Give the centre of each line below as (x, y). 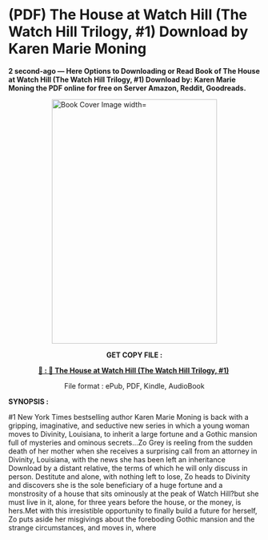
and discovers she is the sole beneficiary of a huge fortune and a (116, 485)
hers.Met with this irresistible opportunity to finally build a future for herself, (133, 510)
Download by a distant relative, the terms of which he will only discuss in (128, 468)
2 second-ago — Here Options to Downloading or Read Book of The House (134, 71)
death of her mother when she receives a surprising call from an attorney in (133, 451)
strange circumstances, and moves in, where (82, 527)
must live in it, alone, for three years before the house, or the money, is (125, 502)
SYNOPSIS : (29, 401)
